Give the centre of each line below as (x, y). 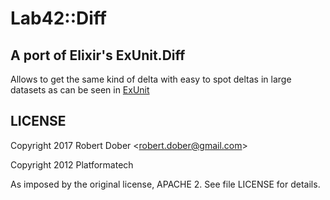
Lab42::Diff (58, 18)
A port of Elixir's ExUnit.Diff (98, 55)
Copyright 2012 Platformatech (72, 164)
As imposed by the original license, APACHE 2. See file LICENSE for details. (165, 184)
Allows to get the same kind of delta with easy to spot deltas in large (151, 79)
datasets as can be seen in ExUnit (80, 90)
